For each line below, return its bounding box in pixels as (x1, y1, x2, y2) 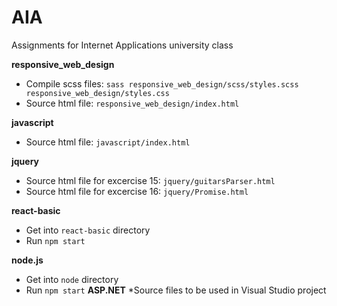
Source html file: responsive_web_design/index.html (25, 97, 240, 109)
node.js (11, 254, 44, 266)
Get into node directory (25, 273, 119, 285)
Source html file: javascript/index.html (25, 136, 191, 148)
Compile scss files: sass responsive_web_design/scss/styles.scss (25, 77, 299, 90)
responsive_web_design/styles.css (25, 88, 170, 98)
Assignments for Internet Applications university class (11, 39, 234, 51)
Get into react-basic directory (25, 224, 151, 236)
